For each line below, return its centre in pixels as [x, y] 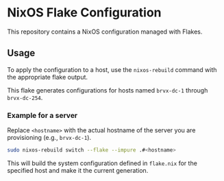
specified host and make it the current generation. [78, 170]
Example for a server [42, 115]
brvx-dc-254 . [25, 97]
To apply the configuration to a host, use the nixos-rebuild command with [112, 69]
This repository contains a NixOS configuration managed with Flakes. [105, 32]
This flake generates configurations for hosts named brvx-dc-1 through [108, 90]
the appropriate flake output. [47, 77]
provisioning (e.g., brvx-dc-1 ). [49, 138]
